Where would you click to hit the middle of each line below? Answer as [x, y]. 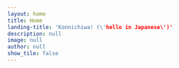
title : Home [25, 21]
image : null [25, 40]
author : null [27, 47]
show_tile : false [33, 54]
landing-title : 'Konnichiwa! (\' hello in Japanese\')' [90, 27]
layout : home [27, 14]
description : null [34, 34]
